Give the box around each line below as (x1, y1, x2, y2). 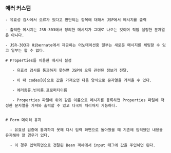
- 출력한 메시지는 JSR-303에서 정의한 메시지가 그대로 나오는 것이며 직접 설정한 (5, 27, 153, 33)
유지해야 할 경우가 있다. (5, 133, 50, 138)
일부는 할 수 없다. (11, 48, 45, 53)
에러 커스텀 (5, 4, 31, 11)
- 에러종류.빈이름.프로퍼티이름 (12, 88, 68, 93)
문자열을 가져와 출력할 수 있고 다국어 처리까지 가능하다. (14, 103, 118, 108)
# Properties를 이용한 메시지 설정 (5, 58, 72, 63)
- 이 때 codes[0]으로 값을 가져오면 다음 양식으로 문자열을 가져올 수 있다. (12, 78, 153, 83)
